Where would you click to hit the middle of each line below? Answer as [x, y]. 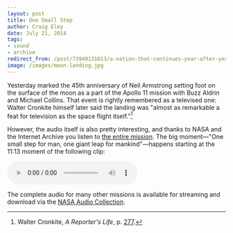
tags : [15, 40]
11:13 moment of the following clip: [56, 152]
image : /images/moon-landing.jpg [55, 65]
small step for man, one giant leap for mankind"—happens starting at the [111, 144]
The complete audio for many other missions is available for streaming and [114, 195]
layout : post [26, 14]
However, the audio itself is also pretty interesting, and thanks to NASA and [114, 129]
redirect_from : [29, 59]
